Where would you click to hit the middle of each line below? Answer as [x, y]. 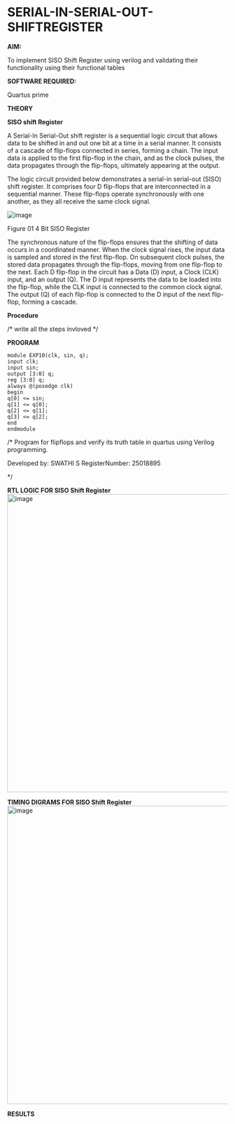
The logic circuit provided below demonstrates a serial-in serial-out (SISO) [114, 179]
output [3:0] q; [31, 374]
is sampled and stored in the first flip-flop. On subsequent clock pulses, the [116, 257]
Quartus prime [28, 95]
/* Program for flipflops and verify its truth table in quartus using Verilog [111, 442]
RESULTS [21, 1113]
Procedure [23, 315]
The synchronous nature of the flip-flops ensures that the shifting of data [113, 242]
